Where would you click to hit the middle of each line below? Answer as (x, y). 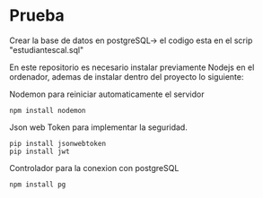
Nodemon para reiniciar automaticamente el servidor (107, 94)
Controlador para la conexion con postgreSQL (94, 168)
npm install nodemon (48, 110)
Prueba (37, 16)
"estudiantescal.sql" (47, 49)
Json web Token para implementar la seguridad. (99, 127)
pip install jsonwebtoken (57, 143)
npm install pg (38, 185)
